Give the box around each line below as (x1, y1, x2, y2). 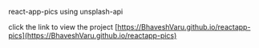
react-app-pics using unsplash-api (8, 7, 123, 16)
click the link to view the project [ (8, 22, 118, 31)
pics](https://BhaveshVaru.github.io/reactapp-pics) (8, 31, 177, 40)
